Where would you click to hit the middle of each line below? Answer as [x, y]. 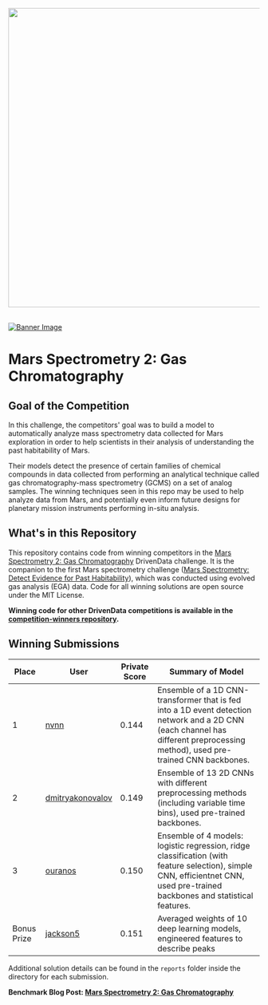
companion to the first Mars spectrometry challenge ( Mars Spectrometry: [129, 569]
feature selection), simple [205, 865]
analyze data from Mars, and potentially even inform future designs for [124, 500]
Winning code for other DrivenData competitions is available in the [121, 610]
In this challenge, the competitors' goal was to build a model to [111, 425]
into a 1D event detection [204, 710]
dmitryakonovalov [79, 797]
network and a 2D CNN [201, 720]
